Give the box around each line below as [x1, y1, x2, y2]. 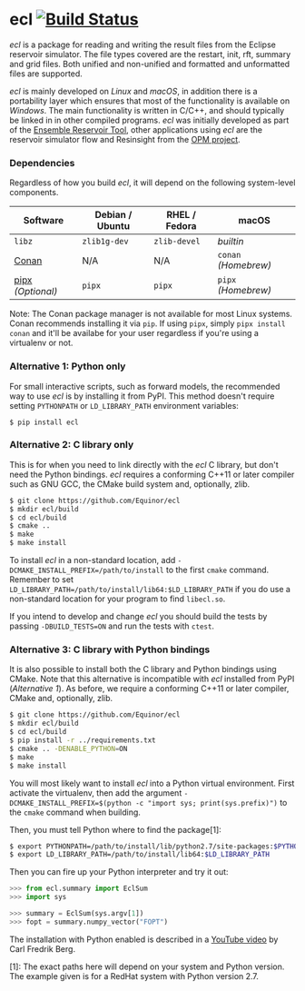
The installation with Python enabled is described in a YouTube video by [9, 934, 279, 945]
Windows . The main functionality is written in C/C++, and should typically [9, 104, 285, 115]
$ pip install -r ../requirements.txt [9, 736, 156, 745]
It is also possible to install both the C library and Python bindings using [9, 664, 277, 675]
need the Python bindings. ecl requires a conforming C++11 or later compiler [9, 469, 295, 480]
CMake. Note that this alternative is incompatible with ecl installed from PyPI [9, 673, 295, 685]
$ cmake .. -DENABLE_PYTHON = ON [9, 744, 128, 753]
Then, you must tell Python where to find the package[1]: [9, 824, 222, 835]
